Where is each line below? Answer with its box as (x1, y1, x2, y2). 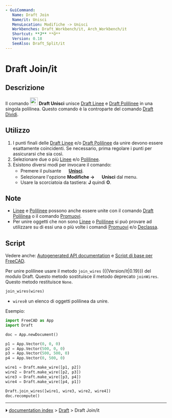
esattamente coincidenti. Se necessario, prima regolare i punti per (12, 145, 152, 151)
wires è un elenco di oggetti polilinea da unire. (12, 298, 109, 305)
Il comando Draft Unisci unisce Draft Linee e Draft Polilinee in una (5, 100, 153, 106)
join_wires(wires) (5, 289, 45, 294)
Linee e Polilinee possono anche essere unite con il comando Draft (12, 207, 154, 214)
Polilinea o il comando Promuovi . (12, 213, 82, 219)
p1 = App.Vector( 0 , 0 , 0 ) (5, 341, 60, 347)
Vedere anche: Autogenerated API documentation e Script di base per (5, 253, 153, 259)
